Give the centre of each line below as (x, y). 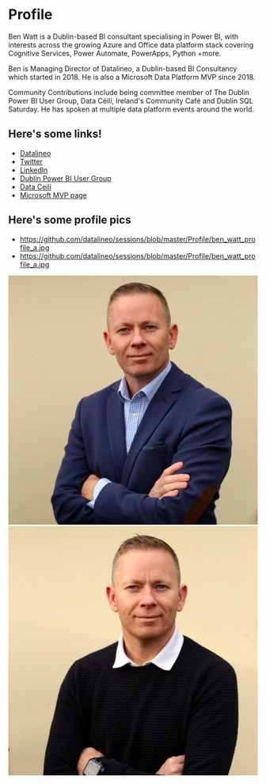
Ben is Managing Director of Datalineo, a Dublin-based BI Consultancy (123, 68)
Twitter (31, 161)
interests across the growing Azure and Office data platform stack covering (131, 44)
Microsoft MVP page (53, 195)
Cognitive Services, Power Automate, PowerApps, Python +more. (115, 53)
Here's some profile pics (70, 220)
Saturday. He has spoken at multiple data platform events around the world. (131, 109)
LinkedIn (34, 170)
